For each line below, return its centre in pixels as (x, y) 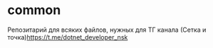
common (34, 10)
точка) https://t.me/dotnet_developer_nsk (68, 37)
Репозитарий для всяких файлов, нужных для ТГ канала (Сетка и (107, 30)
